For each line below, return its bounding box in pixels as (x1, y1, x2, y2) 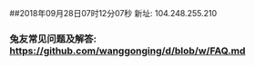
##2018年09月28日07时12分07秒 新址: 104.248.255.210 (9, 8, 218, 18)
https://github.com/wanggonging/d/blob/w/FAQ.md (9, 44, 246, 57)
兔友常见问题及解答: (9, 33, 97, 45)
